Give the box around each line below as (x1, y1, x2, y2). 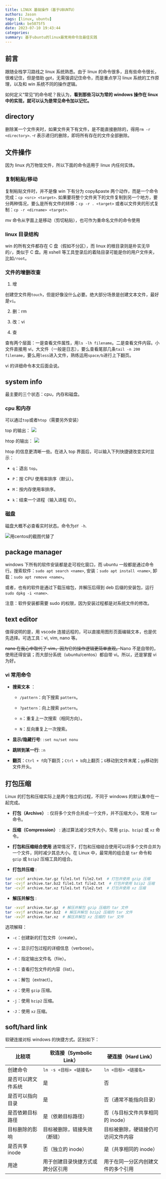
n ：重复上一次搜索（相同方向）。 (19, 715, 85, 721)
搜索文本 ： (12, 684, 36, 690)
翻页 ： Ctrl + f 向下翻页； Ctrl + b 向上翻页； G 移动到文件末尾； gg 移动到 (12, 757, 159, 763)
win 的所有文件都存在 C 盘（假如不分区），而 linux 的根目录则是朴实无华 (5, 243, 151, 249)
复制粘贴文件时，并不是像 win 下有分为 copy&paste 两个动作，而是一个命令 (5, 188, 159, 194)
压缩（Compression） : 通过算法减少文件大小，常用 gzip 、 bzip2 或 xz (12, 827, 155, 833)
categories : (5, 30, 30, 35)
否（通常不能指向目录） (103, 1096, 159, 1103)
